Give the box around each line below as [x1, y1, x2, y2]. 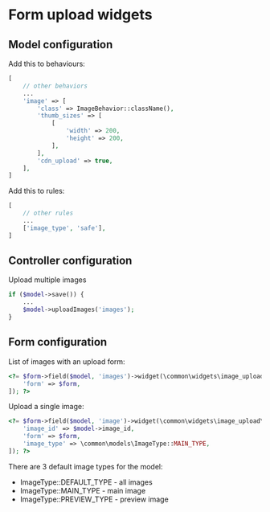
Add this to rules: [8, 186, 65, 196]
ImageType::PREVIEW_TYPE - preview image [19, 494, 169, 504]
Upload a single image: [8, 402, 84, 412]
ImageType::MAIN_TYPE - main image [19, 485, 146, 495]
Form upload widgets [8, 6, 153, 24]
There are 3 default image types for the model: [8, 461, 163, 471]
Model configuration [8, 38, 113, 51]
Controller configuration [8, 254, 133, 268]
